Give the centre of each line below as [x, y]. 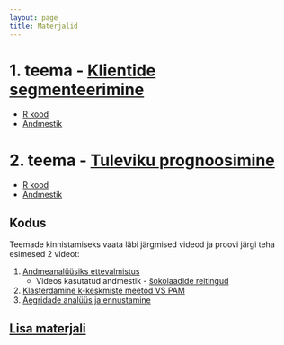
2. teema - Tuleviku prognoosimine [142, 160]
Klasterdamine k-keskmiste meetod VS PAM [104, 291]
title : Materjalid [44, 26]
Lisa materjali [48, 328]
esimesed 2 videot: [44, 254]
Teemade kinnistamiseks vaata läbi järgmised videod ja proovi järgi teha [142, 244]
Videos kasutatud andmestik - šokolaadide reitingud [132, 281]
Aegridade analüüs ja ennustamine [86, 300]
